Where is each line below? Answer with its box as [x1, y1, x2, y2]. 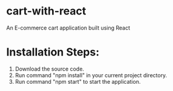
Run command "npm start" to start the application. [15, 78, 141, 85]
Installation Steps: [6, 45, 100, 59]
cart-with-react [6, 4, 86, 18]
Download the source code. [15, 65, 85, 72]
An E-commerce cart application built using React [6, 24, 131, 31]
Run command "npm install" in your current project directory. [15, 71, 168, 79]
